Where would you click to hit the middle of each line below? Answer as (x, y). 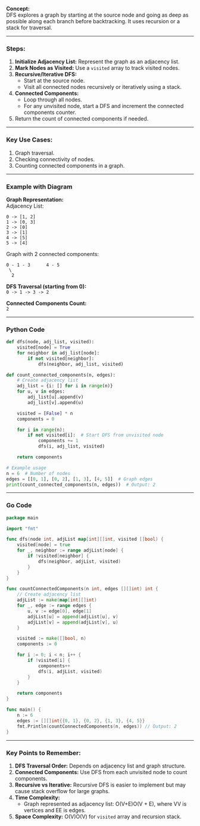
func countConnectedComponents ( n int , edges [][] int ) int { (82, 589)
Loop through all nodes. (53, 100)
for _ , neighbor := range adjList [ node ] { (70, 551)
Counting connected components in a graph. (70, 165)
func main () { (24, 710)
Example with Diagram (39, 186)
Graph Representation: (35, 199)
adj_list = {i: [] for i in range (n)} (65, 386)
